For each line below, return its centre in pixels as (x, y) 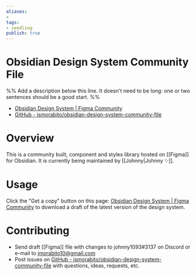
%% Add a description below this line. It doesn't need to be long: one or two (98, 91)
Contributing (38, 231)
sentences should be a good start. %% (53, 97)
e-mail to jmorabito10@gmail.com (55, 253)
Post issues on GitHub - (43, 259)
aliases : (17, 11)
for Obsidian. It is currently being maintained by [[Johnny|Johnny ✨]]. (90, 161)
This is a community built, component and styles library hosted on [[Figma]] (97, 154)
